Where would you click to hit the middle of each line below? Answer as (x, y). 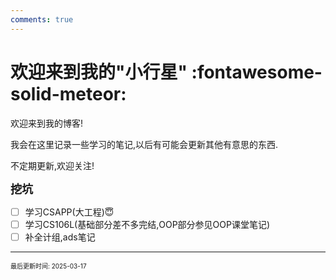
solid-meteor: (68, 93)
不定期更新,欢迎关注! (52, 165)
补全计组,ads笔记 (60, 237)
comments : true (42, 19)
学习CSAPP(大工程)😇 (69, 212)
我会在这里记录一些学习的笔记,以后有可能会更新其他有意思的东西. (144, 144)
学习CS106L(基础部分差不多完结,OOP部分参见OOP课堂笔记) (147, 224)
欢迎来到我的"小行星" (99, 72)
